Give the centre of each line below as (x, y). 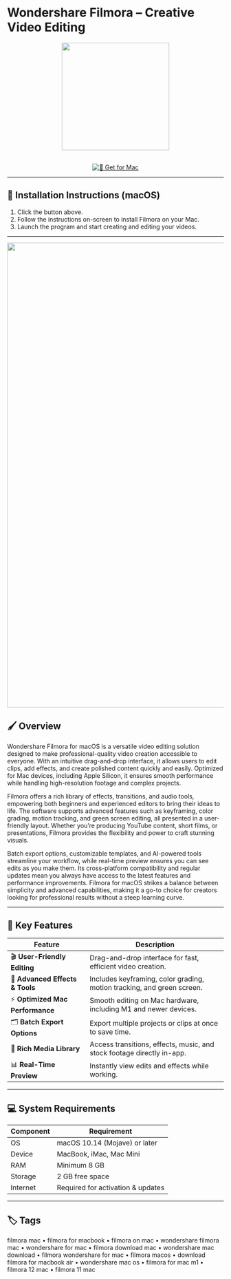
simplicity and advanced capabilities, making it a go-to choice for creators (112, 890)
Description (155, 944)
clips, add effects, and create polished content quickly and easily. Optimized (115, 768)
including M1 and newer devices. (143, 1008)
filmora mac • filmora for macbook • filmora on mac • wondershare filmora (113, 1240)
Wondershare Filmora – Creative (101, 13)
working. (104, 1074)
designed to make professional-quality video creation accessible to (102, 753)
